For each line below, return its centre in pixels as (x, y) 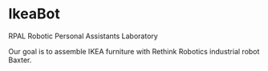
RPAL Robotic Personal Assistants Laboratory (83, 36)
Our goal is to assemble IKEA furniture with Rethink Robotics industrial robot (134, 51)
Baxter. (20, 60)
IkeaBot (34, 14)
